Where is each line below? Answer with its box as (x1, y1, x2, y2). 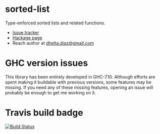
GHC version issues (5, 58, 88, 69)
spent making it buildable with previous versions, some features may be (5, 79, 152, 85)
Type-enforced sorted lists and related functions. (5, 20, 106, 26)
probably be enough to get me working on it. (5, 89, 96, 95)
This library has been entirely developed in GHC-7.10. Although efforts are (5, 73, 156, 80)
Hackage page (12, 35, 43, 41)
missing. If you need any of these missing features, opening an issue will (5, 84, 154, 90)
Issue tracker (12, 29, 40, 35)
